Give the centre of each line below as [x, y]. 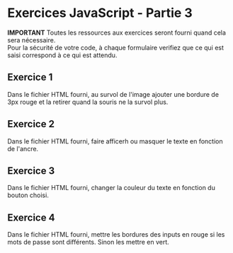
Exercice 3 [31, 171]
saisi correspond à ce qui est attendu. [62, 55]
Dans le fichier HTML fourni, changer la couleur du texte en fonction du [112, 188]
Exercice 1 [30, 77]
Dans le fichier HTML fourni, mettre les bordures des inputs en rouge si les [116, 235]
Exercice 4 [31, 217]
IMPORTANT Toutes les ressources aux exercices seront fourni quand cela [117, 33]
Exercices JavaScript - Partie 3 [100, 13]
